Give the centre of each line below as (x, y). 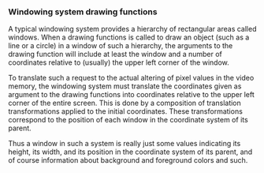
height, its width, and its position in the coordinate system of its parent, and (130, 152)
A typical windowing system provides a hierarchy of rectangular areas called (132, 29)
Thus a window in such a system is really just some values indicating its (125, 144)
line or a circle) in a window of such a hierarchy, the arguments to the (121, 46)
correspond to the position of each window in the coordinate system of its (128, 120)
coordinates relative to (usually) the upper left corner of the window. (119, 62)
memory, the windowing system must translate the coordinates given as (125, 86)
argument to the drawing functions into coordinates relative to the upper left (131, 95)
